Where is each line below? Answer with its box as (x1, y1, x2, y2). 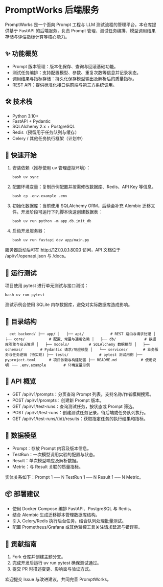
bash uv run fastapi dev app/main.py (12, 238, 90, 243)
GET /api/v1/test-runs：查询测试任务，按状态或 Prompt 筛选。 (12, 403, 137, 409)
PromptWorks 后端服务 (5, 4, 99, 16)
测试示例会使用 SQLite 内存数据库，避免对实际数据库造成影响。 (5, 302, 133, 307)
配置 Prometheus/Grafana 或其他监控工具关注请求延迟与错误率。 (12, 524, 143, 530)
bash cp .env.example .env (12, 194, 68, 199)
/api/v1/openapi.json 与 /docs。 (5, 253, 69, 259)
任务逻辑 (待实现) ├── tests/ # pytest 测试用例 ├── (12, 352, 143, 357)
